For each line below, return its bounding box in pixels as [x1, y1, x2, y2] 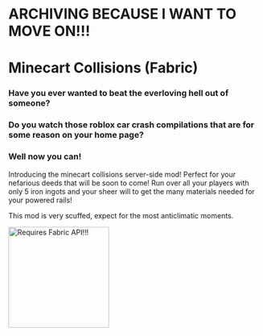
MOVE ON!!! [8, 22, 91, 40]
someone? [8, 97, 51, 109]
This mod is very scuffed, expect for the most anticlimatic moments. [8, 210, 234, 220]
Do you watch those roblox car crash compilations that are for [8, 119, 255, 131]
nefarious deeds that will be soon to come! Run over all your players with [8, 178, 249, 188]
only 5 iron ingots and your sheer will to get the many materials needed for [8, 186, 255, 196]
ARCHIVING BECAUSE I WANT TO [8, 5, 237, 23]
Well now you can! [8, 151, 82, 162]
